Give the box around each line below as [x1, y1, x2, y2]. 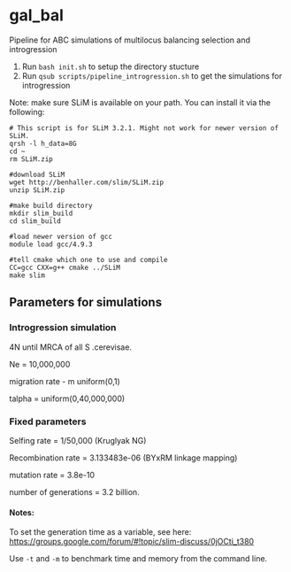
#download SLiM [9, 170, 65, 179]
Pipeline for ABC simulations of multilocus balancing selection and [9, 35, 250, 45]
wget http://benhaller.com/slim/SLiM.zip [9, 178, 165, 187]
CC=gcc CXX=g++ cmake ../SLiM [9, 263, 121, 272]
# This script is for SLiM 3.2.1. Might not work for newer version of [9, 123, 279, 133]
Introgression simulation [9, 321, 117, 334]
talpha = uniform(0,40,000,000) [9, 393, 126, 404]
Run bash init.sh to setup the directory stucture [21, 61, 200, 72]
